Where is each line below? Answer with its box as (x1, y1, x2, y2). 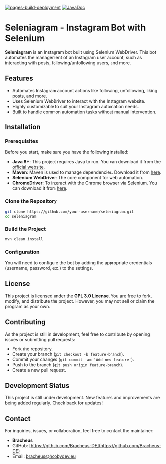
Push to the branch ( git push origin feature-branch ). (12, 361, 124, 368)
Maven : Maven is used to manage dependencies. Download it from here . (12, 169, 162, 175)
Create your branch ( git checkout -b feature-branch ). (12, 351, 125, 357)
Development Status (5, 381, 70, 390)
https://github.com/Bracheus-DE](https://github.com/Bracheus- (30, 443, 161, 449)
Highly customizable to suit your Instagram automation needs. (12, 103, 139, 109)
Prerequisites (5, 138, 38, 145)
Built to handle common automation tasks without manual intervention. (12, 109, 157, 115)
